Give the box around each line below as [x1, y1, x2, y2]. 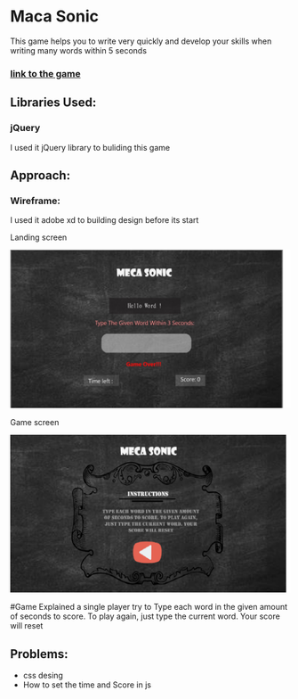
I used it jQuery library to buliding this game [10, 142, 171, 152]
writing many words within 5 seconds [10, 45, 148, 55]
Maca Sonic [10, 6, 99, 27]
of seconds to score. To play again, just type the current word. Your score [10, 611, 281, 621]
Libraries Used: [10, 95, 97, 111]
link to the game [10, 67, 81, 79]
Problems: [10, 646, 68, 662]
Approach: [10, 168, 70, 183]
